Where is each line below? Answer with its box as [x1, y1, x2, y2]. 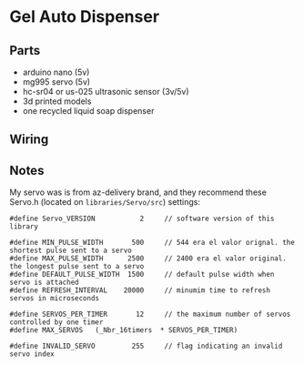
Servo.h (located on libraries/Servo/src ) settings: [9, 197, 200, 208]
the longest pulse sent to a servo [9, 262, 145, 271]
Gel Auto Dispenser [9, 6, 160, 27]
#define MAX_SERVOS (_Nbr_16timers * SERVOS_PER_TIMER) [9, 326, 238, 335]
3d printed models [22, 96, 92, 107]
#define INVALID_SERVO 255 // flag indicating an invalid [9, 341, 283, 351]
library [9, 222, 39, 231]
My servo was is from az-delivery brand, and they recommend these [9, 187, 267, 198]
